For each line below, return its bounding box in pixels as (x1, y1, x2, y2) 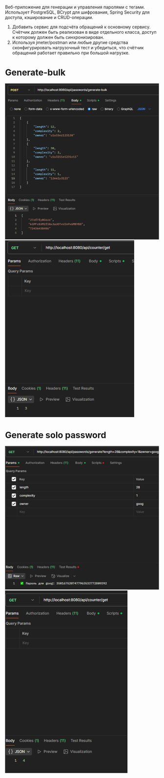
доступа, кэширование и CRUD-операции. (5, 15, 94, 20)
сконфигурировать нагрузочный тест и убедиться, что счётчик (12, 45, 144, 50)
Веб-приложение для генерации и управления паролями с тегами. (5, 4, 145, 10)
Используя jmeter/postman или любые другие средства (12, 40, 128, 45)
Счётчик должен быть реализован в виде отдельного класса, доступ (12, 29, 157, 35)
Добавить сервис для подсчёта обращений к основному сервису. (12, 24, 151, 30)
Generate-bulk (5, 67, 66, 78)
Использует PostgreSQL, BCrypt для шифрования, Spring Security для (5, 9, 150, 15)
